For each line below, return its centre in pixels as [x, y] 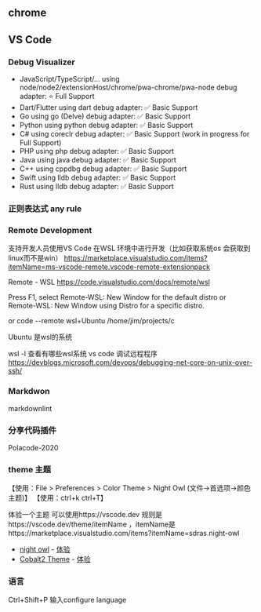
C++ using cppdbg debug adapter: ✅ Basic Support [103, 169]
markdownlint [30, 408]
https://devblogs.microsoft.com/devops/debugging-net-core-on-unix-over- [130, 362]
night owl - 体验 [45, 549]
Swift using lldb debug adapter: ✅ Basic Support [98, 178]
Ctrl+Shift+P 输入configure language [67, 600]
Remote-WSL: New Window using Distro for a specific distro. [107, 306]
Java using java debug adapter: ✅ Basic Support [98, 160]
